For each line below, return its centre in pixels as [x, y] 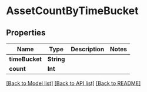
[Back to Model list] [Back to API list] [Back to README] [73, 83]
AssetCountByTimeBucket [72, 11]
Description [87, 49]
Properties [26, 33]
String [56, 59]
